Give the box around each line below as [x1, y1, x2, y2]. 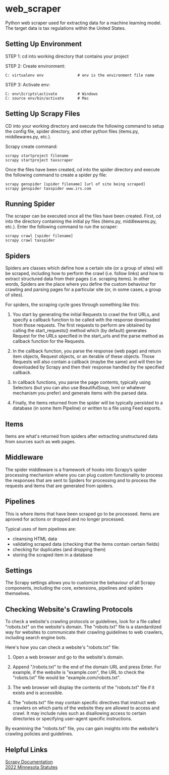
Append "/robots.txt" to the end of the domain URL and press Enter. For [12, 664, 161, 670]
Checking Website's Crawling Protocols [5, 605, 133, 613]
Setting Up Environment [5, 40, 82, 48]
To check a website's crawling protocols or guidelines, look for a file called [5, 618, 160, 625]
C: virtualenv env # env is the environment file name [5, 73, 155, 78]
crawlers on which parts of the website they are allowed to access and [12, 705, 160, 711]
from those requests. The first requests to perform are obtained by [12, 322, 151, 328]
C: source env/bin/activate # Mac [5, 95, 89, 101]
